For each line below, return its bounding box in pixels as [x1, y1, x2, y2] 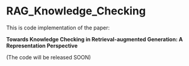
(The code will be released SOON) [6, 53, 91, 61]
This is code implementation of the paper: [6, 24, 110, 31]
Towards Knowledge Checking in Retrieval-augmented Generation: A [6, 35, 183, 43]
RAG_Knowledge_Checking [6, 4, 146, 18]
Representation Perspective [6, 42, 78, 49]
